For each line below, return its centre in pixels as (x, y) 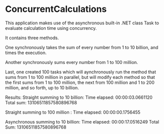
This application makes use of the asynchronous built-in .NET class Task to (82, 23)
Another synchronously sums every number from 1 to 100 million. (72, 62)
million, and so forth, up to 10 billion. (42, 87)
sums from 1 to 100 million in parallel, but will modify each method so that (80, 77)
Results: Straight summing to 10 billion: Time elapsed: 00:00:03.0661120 (79, 97)
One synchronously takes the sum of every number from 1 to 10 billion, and (82, 47)
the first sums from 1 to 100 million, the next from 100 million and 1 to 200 (80, 82)
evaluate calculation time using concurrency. (51, 28)
